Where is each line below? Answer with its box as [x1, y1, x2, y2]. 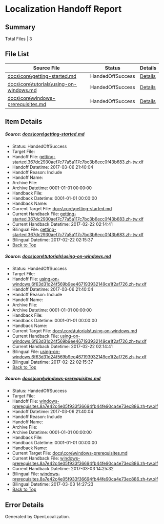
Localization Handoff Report [5, 3, 122, 15]
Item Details [5, 117, 42, 126]
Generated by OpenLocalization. [5, 513, 70, 519]
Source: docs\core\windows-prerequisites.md [5, 375, 101, 381]
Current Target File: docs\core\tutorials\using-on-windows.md [12, 328, 138, 334]
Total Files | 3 [5, 36, 32, 42]
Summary [5, 23, 36, 31]
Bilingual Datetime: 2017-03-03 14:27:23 [12, 481, 94, 487]
